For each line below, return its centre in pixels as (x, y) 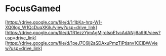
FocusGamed (33, 9)
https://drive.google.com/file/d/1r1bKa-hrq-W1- (55, 22)
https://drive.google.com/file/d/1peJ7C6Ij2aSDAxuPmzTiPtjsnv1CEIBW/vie (82, 43)
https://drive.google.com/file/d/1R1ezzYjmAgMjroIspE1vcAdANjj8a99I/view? (84, 32)
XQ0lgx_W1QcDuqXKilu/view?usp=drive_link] (51, 27)
